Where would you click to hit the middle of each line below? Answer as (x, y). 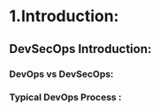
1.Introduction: (64, 16)
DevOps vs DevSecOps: (61, 74)
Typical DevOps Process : (65, 97)
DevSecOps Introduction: (80, 49)
